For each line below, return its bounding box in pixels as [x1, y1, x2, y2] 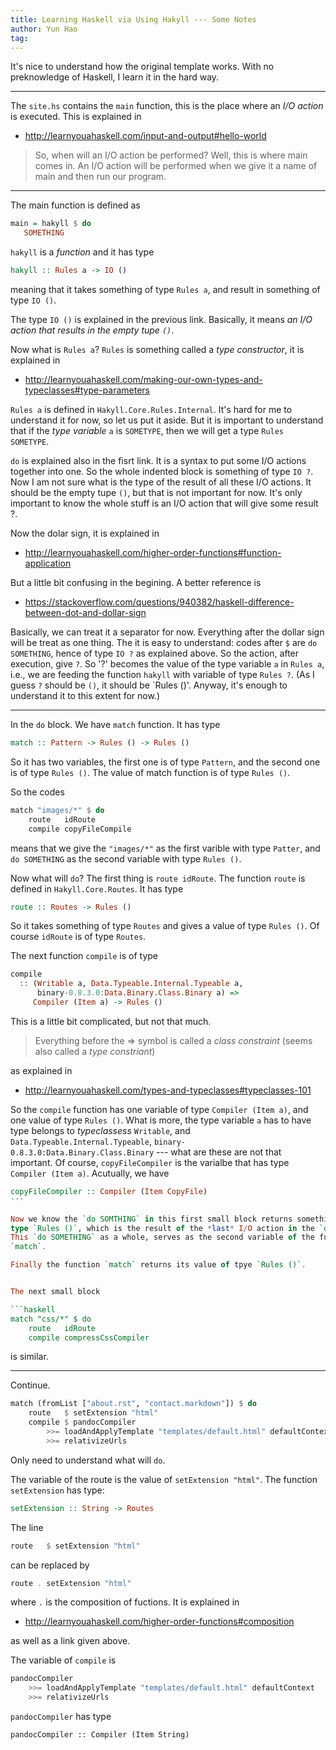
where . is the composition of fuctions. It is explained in [10, 1596, 240, 1608]
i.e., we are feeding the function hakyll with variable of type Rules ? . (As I [10, 669, 315, 680]
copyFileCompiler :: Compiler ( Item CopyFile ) [10, 1186, 208, 1196]
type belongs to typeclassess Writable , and [10, 1124, 191, 1136]
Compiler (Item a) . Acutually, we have [10, 1167, 170, 1179]
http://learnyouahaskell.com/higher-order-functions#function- [24, 547, 282, 558]
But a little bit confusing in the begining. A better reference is [10, 577, 262, 588]
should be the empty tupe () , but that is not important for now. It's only [10, 487, 303, 498]
